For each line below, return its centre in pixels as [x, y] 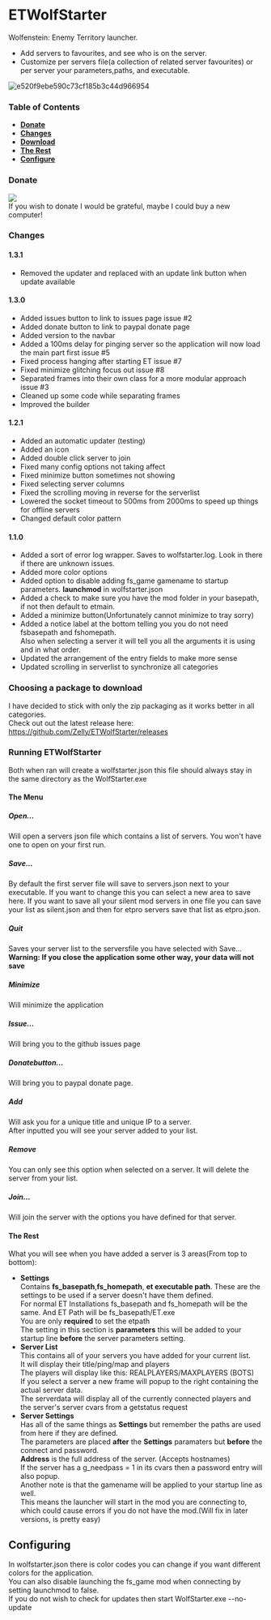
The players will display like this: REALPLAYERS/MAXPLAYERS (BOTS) [137, 1373]
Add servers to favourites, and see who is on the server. [114, 53]
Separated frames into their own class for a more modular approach [133, 378]
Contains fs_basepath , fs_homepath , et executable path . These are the [140, 1287]
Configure [38, 159]
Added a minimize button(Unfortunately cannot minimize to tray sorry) [137, 615]
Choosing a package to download [76, 688]
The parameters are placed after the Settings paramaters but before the [141, 1442]
